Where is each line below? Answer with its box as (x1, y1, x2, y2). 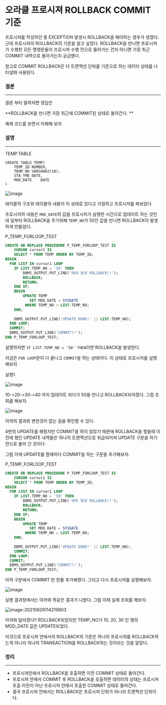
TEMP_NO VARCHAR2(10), (14, 169, 61, 174)
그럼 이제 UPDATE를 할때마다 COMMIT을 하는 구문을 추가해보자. (5, 451, 130, 457)
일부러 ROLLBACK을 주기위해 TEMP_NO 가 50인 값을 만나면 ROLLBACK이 (10, 217, 149, 223)
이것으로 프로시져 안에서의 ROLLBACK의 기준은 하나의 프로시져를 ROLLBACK (5, 634, 155, 640)
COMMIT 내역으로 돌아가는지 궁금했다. (5, 52, 81, 58)
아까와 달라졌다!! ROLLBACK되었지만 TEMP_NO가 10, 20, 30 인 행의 (5, 617, 138, 623)
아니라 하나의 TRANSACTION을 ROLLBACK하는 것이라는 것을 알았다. (14, 640, 149, 646)
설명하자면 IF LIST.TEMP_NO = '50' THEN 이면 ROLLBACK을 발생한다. (5, 344, 141, 350)
